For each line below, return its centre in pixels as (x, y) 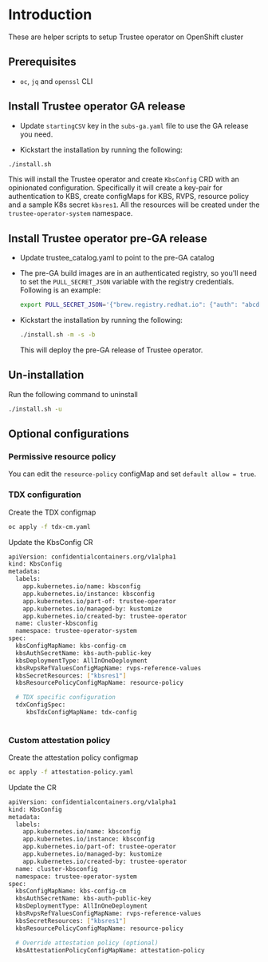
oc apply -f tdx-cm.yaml (49, 527)
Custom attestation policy (59, 740)
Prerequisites (42, 62)
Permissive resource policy (62, 457)
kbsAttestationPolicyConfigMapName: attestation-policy (110, 950)
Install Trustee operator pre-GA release (108, 239)
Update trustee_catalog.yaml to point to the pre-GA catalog (117, 258)
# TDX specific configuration (65, 698)
